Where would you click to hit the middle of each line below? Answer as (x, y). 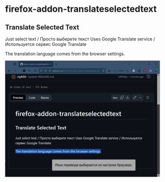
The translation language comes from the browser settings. (65, 54)
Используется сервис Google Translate (46, 44)
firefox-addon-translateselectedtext (81, 9)
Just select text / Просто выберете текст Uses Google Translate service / (80, 39)
